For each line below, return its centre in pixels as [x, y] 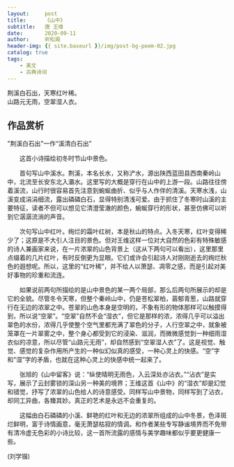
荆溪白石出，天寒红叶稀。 [44, 93]
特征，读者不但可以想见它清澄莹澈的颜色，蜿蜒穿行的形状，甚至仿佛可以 [117, 208]
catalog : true [28, 53]
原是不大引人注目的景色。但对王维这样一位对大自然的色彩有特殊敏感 [129, 240]
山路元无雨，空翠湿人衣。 [44, 101]
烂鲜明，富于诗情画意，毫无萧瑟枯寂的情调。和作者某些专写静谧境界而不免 [114, 424]
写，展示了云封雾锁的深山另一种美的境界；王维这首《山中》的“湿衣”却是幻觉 [117, 383]
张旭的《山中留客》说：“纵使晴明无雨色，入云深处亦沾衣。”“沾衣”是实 [118, 374]
